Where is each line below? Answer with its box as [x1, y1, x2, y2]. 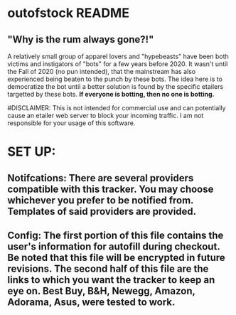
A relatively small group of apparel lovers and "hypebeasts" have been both [7, 52, 229, 60]
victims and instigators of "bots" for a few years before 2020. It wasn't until [7, 60, 228, 68]
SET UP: [7, 144, 56, 160]
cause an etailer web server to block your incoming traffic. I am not [7, 112, 204, 119]
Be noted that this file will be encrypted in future [7, 251, 225, 264]
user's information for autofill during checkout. [7, 240, 220, 252]
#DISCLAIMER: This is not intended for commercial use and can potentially [7, 104, 226, 112]
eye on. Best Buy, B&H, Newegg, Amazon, [7, 284, 195, 297]
